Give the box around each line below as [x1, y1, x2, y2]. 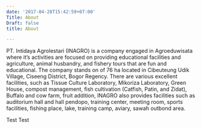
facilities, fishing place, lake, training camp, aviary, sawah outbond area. [6, 105, 186, 112]
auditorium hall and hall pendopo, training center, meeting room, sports [6, 99, 183, 106]
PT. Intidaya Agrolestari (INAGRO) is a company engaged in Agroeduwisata [6, 47, 193, 55]
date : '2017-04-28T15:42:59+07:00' [6, 8, 96, 15]
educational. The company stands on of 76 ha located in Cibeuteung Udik [6, 67, 190, 74]
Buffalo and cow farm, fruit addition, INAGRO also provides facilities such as [6, 92, 196, 99]
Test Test [6, 117, 30, 124]
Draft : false [6, 20, 39, 26]
